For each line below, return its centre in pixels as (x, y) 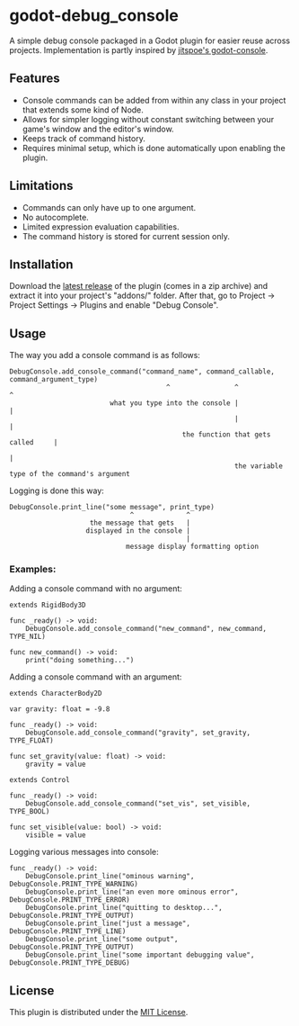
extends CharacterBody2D (56, 694)
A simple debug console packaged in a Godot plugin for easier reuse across (149, 40)
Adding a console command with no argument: (96, 589)
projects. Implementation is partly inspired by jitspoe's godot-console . (139, 49)
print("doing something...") (80, 661)
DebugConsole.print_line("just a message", (108, 923)
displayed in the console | (138, 531)
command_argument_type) (54, 380)
